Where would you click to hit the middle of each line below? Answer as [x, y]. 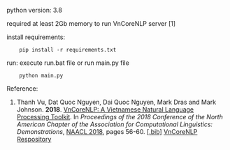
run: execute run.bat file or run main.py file [68, 63]
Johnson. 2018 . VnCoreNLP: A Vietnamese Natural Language [105, 110]
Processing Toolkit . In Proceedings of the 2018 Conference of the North [120, 117]
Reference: [22, 89]
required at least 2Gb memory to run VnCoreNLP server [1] [91, 23]
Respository [34, 139]
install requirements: [36, 37]
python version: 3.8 [34, 10]
